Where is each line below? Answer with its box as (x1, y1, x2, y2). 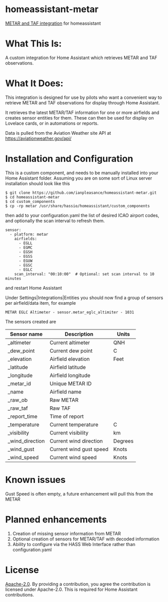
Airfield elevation (49, 355, 90, 362)
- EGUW (18, 258, 33, 263)
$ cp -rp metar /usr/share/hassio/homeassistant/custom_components (5, 203, 150, 208)
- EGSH (18, 249, 33, 254)
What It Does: (5, 78, 64, 89)
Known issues (5, 474, 66, 485)
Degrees (113, 437, 134, 445)
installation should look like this (5, 180, 70, 186)
